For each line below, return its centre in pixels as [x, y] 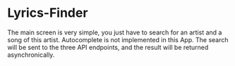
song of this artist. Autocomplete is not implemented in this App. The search [118, 39]
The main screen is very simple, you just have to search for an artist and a [115, 32]
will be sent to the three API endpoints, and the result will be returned [108, 47]
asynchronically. [31, 55]
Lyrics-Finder [48, 13]
